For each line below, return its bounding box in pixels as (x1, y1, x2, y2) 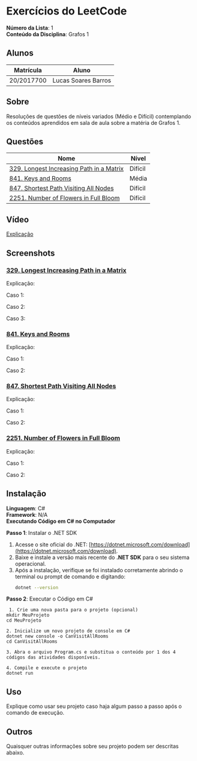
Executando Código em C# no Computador (6, 517, 116, 525)
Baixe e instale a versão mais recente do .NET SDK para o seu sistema (14, 554, 190, 561)
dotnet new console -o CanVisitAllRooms (6, 633, 109, 640)
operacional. (14, 560, 46, 567)
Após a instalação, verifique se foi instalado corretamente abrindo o (14, 566, 183, 573)
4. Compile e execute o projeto (6, 665, 87, 671)
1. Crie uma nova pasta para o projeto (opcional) (8, 607, 138, 613)
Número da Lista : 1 (6, 24, 53, 31)
